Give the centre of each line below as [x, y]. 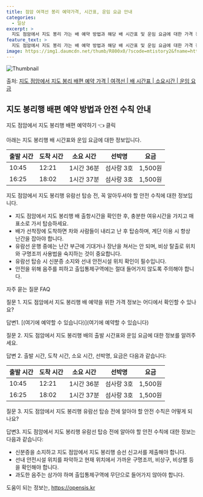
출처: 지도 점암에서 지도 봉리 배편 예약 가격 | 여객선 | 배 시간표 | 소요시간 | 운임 [98, 81]
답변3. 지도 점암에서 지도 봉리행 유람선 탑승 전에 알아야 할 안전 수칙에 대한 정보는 [101, 431]
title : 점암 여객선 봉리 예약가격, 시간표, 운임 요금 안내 [69, 12]
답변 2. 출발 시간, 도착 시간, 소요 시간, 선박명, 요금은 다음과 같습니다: [86, 356]
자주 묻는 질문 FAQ [28, 289]
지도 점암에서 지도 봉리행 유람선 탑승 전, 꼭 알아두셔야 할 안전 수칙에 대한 [92, 195]
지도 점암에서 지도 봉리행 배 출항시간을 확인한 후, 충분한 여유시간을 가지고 [101, 216]
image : [14, 51]
